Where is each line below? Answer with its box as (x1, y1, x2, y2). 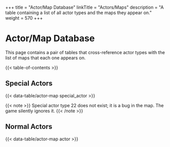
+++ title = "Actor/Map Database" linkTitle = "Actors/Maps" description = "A (5, 5, 164, 10)
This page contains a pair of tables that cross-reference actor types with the (5, 49, 165, 55)
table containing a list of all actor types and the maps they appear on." (5, 10, 152, 16)
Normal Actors (5, 122, 52, 131)
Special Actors (5, 79, 53, 88)
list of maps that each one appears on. (5, 55, 86, 61)
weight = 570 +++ (5, 15, 43, 21)
